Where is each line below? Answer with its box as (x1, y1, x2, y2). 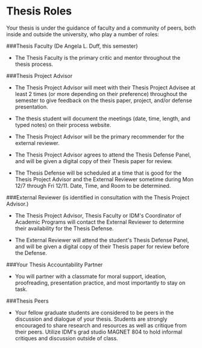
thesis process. (14, 60, 53, 68)
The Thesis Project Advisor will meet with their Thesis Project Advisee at (14, 83, 196, 91)
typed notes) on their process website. (14, 121, 112, 128)
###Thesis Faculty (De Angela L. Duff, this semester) (6, 42, 138, 50)
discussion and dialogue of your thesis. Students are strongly (14, 315, 168, 323)
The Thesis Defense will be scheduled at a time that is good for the (14, 169, 182, 176)
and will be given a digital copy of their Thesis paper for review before (14, 243, 189, 250)
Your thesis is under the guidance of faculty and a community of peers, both (6, 24, 196, 31)
